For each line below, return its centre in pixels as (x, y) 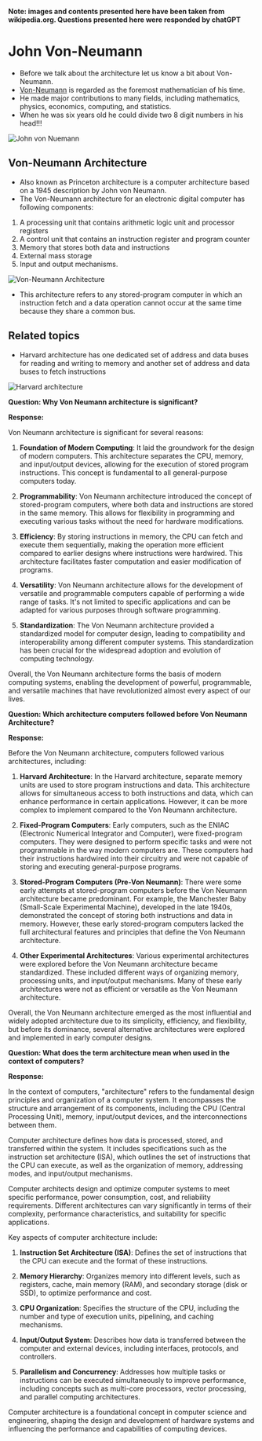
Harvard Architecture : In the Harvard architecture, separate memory (131, 776)
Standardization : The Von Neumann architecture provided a (117, 625)
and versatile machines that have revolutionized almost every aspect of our (129, 690)
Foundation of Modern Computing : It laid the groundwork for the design (137, 448)
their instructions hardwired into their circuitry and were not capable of (134, 858)
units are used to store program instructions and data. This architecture (135, 785)
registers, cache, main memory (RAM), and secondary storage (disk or (133, 1284)
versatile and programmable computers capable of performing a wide (132, 593)
